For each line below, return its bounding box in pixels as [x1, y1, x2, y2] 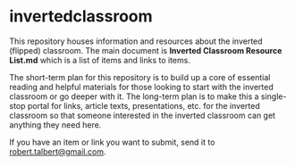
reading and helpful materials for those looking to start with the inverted [9, 81, 274, 92]
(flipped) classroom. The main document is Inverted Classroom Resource [9, 45, 282, 55]
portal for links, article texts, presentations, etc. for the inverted [27, 100, 261, 111]
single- [260, 91, 287, 102]
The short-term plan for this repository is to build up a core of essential [9, 71, 271, 82]
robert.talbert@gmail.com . [9, 145, 106, 157]
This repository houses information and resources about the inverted [9, 36, 263, 46]
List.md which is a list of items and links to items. [9, 54, 190, 65]
